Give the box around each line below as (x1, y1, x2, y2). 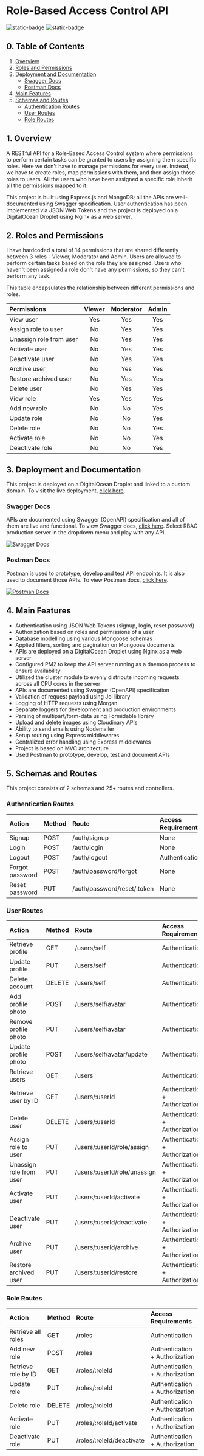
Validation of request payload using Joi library (15, 692, 131, 700)
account (9, 982, 33, 991)
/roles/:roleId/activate (75, 1419, 138, 1427)
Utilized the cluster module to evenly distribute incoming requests (15, 673, 180, 681)
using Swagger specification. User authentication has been (39, 200, 188, 207)
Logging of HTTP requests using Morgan (15, 699, 118, 706)
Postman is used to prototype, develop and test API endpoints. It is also (6, 570, 185, 577)
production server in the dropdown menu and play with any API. (6, 529, 166, 536)
